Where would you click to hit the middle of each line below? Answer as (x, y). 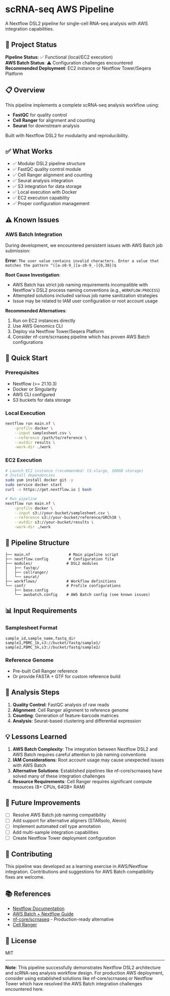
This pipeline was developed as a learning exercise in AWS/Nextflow (77, 866)
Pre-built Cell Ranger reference (45, 671)
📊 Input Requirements (41, 611)
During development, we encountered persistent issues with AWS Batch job (84, 245)
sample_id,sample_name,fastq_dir (40, 638)
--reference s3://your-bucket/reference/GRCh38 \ (68, 518)
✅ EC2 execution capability (41, 198)
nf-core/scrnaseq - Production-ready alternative (63, 919)
